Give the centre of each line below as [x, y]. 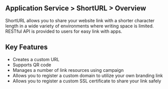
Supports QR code [32, 65]
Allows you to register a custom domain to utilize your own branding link [88, 75]
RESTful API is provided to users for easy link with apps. [64, 31]
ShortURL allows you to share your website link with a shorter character [80, 20]
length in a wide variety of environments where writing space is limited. [80, 26]
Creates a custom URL [36, 59]
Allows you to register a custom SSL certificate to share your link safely [87, 81]
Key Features [27, 47]
